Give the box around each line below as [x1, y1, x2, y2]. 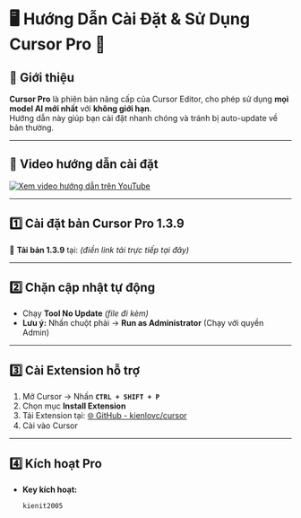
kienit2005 [21, 502, 64, 511]
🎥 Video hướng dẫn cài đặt [9, 156, 159, 172]
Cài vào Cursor [21, 420, 79, 431]
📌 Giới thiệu [9, 70, 74, 85]
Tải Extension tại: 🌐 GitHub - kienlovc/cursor [21, 410, 187, 421]
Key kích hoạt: [21, 484, 78, 496]
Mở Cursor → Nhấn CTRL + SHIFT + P [21, 391, 160, 402]
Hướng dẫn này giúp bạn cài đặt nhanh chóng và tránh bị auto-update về [9, 113, 279, 123]
